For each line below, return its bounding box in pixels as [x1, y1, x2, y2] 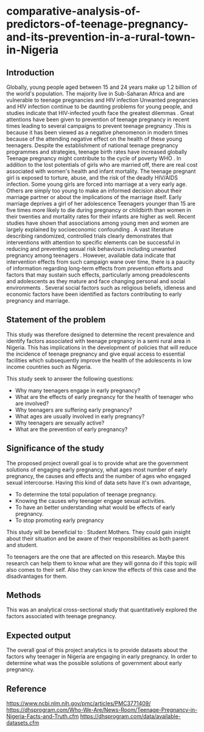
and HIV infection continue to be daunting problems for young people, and [6, 103, 193, 110]
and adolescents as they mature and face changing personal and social [6, 278, 186, 284]
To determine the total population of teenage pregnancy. [15, 490, 157, 498]
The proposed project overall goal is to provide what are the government [6, 459, 189, 466]
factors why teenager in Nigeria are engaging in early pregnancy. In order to [6, 653, 197, 660]
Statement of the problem [6, 315, 106, 325]
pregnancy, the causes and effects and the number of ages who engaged [6, 472, 191, 479]
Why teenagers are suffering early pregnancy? [15, 406, 132, 414]
